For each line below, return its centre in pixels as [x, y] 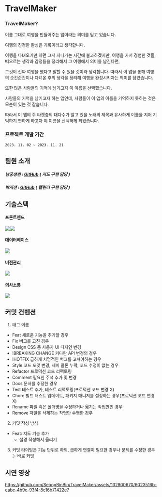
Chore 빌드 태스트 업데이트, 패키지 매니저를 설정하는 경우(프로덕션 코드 [79, 396]
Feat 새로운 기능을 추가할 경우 [40, 335]
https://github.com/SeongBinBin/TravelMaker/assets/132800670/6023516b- [81, 484]
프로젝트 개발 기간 [25, 135]
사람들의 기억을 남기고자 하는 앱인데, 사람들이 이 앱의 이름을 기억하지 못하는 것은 [81, 98]
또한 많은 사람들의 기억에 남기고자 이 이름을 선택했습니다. [59, 88]
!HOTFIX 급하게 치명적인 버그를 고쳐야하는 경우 [57, 359]
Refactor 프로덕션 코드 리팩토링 [42, 371]
